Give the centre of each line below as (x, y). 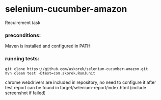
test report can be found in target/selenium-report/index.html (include (76, 87)
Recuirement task (23, 23)
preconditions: (23, 35)
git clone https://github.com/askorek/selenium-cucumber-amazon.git (77, 69)
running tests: (22, 59)
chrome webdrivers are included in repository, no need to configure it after (80, 82)
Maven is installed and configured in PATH (48, 46)
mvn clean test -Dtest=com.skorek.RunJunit (50, 73)
